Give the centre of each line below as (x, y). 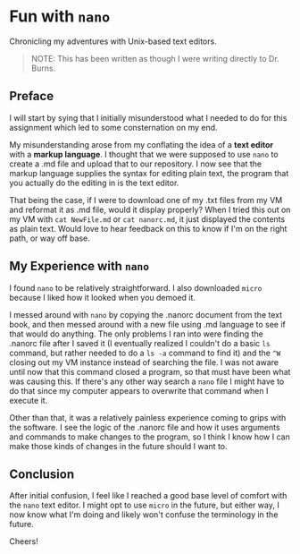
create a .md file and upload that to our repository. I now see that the (135, 164)
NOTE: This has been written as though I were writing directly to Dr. (155, 58)
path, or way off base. (50, 238)
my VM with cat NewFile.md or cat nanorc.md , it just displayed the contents (147, 219)
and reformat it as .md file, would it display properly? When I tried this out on (150, 209)
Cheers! (24, 541)
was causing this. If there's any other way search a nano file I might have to (147, 381)
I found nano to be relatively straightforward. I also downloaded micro (136, 287)
